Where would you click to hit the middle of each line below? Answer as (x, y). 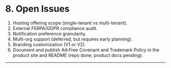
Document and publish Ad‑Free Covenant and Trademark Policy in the (86, 50)
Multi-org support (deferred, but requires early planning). (73, 39)
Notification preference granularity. (49, 33)
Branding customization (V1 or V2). (49, 44)
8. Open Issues (37, 9)
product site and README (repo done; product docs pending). (78, 55)
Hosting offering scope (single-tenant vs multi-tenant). (70, 23)
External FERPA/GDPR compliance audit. (55, 28)
